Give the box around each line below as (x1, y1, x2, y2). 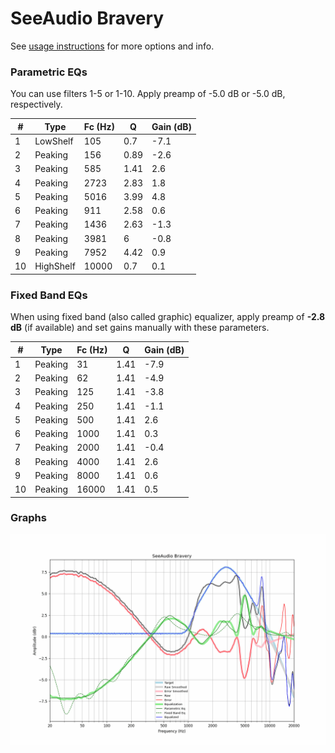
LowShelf (34, 135, 74, 147)
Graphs (10, 511, 47, 525)
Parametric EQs (10, 65, 88, 79)
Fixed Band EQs (10, 288, 88, 302)
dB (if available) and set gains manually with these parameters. (10, 322, 270, 334)
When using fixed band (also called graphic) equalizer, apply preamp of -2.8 (10, 311, 326, 323)
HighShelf (34, 260, 76, 272)
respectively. (10, 98, 63, 111)
